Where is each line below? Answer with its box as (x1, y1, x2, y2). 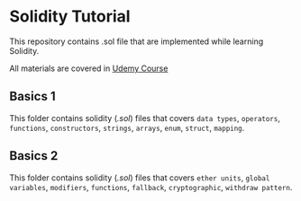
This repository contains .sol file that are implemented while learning (9, 36, 264, 47)
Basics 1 (9, 89, 56, 104)
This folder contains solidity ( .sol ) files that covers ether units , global (9, 172, 270, 183)
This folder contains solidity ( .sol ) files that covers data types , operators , (9, 112, 281, 123)
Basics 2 (9, 148, 59, 163)
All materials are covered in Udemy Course (9, 63, 169, 74)
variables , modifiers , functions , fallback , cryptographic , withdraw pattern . (9, 181, 293, 192)
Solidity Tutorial (9, 6, 131, 27)
